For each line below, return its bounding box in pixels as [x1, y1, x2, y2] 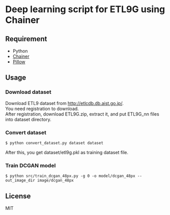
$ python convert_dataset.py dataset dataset [5, 140, 103, 146]
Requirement [5, 34, 47, 43]
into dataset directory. [5, 116, 52, 122]
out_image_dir [5, 178, 36, 183]
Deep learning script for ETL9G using [5, 4, 165, 15]
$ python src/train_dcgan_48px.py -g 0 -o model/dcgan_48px [5, 173, 136, 178]
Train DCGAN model [5, 162, 56, 169]
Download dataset [5, 89, 52, 96]
